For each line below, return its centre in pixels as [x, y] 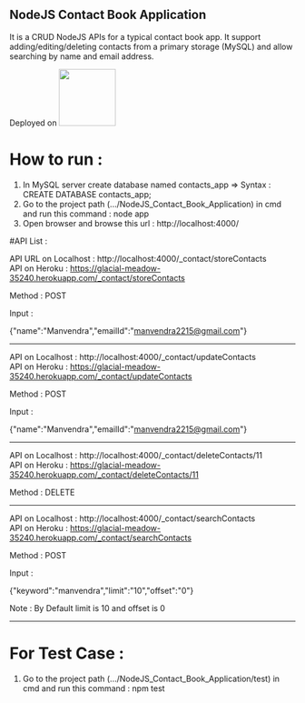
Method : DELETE [42, 492]
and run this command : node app [86, 214]
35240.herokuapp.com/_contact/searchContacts [101, 537]
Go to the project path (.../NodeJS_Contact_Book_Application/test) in [151, 678]
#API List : [29, 241]
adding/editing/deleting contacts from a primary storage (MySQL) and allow [151, 46]
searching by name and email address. [82, 56]
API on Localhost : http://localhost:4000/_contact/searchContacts [133, 518]
